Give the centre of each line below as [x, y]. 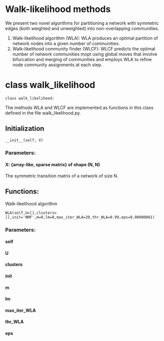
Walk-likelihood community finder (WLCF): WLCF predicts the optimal [84, 49]
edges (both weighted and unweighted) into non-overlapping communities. [82, 28]
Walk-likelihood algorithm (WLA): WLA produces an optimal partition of [85, 38]
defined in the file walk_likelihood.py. [43, 113]
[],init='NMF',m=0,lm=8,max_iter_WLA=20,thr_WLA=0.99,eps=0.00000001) [80, 217]
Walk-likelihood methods [58, 9]
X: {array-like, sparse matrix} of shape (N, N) [53, 165]
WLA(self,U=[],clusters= [31, 213]
